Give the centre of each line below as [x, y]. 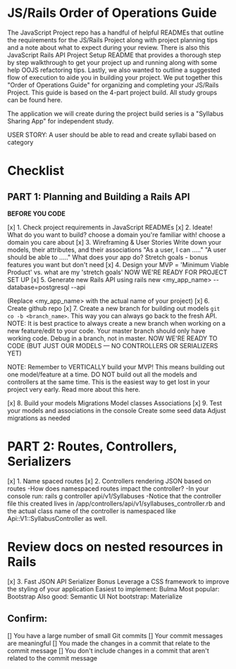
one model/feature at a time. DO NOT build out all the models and [102, 374]
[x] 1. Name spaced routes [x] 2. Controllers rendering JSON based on [109, 481]
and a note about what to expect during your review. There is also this [108, 47]
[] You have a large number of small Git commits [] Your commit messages [115, 635]
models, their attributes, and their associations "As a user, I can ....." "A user [117, 250]
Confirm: [27, 619]
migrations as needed [39, 418]
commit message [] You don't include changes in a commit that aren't [108, 651]
